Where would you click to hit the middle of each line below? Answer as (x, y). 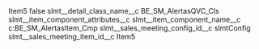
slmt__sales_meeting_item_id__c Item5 (72, 37)
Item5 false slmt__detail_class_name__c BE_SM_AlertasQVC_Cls (114, 11)
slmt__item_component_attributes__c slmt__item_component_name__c (125, 19)
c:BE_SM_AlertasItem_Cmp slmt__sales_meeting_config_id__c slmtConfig (129, 28)
